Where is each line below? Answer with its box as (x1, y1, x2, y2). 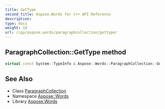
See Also (5, 75, 33, 83)
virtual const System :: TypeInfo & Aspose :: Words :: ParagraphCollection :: (5, 61, 157, 66)
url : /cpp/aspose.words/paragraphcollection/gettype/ (5, 30, 118, 35)
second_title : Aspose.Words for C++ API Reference (5, 12, 111, 17)
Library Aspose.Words (12, 98, 58, 104)
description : (5, 16, 32, 21)
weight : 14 (5, 26, 27, 30)
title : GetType (5, 7, 36, 12)
